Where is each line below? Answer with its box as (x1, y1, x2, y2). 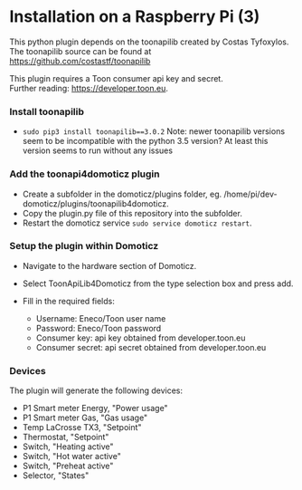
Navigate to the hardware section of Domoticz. (22, 260, 197, 271)
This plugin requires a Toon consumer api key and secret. (9, 72, 223, 83)
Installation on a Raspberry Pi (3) (9, 6, 260, 27)
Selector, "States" (22, 470, 90, 481)
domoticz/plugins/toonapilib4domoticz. (22, 197, 169, 209)
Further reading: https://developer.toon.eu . (9, 82, 169, 93)
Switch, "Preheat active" (22, 460, 114, 472)
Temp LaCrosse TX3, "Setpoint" (22, 422, 142, 433)
